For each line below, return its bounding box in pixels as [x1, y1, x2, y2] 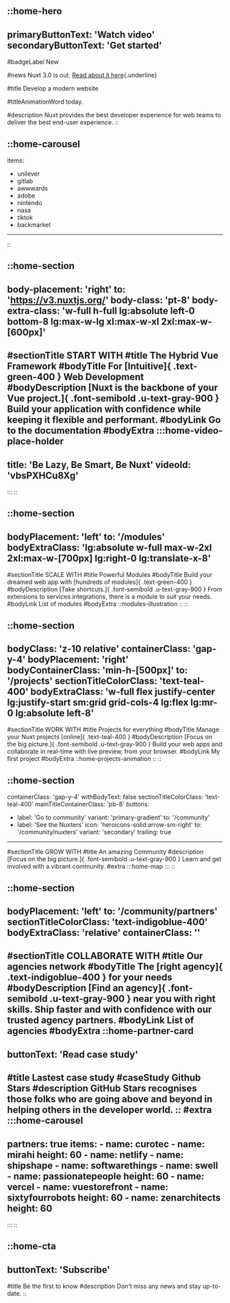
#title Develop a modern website [7, 84, 99, 93]
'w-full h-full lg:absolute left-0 [62, 305, 195, 316]
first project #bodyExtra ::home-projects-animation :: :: [7, 755, 162, 763]
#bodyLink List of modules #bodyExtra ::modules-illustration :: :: [7, 600, 188, 608]
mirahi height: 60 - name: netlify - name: [7, 1149, 184, 1160]
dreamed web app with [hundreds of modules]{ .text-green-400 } [7, 578, 193, 586]
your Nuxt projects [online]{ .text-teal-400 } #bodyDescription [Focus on [7, 733, 213, 741]
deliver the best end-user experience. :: [7, 118, 119, 126]
